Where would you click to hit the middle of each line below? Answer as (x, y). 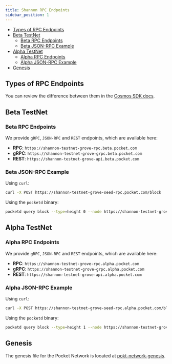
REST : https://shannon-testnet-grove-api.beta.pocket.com (76, 159)
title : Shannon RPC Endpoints (38, 10)
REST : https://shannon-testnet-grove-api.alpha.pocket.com (77, 274)
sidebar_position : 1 (27, 15)
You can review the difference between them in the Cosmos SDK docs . (80, 96)
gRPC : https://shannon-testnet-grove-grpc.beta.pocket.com (77, 153)
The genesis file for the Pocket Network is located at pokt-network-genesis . (85, 356)
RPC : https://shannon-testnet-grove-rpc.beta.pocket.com (75, 148)
